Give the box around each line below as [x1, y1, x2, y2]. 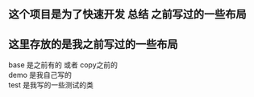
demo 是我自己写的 [8, 71, 73, 80]
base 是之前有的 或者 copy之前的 [8, 60, 119, 70]
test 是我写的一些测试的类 [8, 80, 94, 90]
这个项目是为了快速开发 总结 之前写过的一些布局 [8, 7, 247, 22]
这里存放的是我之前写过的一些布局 [8, 37, 178, 51]
